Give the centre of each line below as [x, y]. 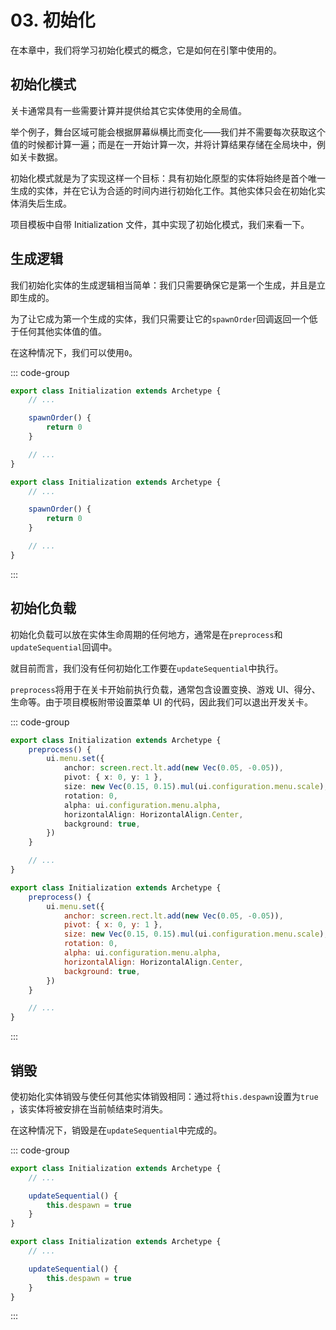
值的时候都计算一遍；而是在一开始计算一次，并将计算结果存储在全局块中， [163, 144]
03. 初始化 [53, 20]
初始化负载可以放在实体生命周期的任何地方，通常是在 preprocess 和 [146, 634]
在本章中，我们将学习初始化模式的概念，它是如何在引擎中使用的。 [146, 50]
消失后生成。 [45, 203]
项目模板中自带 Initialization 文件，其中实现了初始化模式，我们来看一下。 [160, 224]
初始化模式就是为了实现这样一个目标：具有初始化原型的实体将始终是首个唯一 [168, 178]
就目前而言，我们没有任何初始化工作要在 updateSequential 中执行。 [147, 668]
